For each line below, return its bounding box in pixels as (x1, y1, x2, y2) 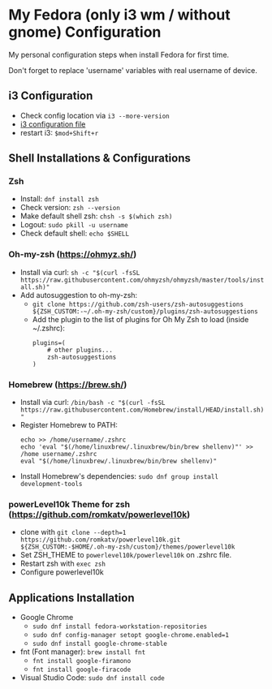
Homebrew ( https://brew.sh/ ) (8, 379, 127, 390)
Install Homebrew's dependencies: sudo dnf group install (19, 472, 219, 481)
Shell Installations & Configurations (8, 152, 191, 166)
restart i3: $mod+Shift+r (19, 127, 99, 137)
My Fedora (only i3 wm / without (8, 6, 231, 24)
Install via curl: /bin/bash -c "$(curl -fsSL (19, 398, 166, 407)
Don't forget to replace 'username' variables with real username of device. (8, 65, 258, 75)
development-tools (19, 480, 83, 489)
